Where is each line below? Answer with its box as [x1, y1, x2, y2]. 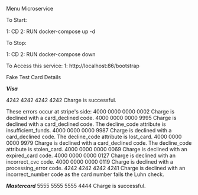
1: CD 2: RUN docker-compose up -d [6, 28, 96, 35]
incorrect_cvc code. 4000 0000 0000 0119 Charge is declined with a [6, 158, 173, 165]
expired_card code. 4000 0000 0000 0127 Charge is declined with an [6, 152, 176, 159]
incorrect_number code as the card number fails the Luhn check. [6, 171, 164, 178]
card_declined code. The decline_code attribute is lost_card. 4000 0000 [6, 133, 182, 140]
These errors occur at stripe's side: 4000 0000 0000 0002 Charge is [6, 108, 175, 115]
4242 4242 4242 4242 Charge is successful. [6, 97, 116, 103]
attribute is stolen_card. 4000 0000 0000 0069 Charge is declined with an [6, 146, 187, 152]
